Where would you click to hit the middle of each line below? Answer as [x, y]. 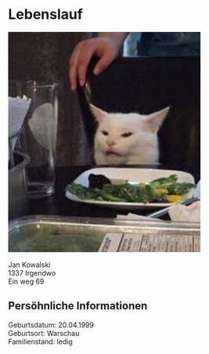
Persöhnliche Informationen [78, 306]
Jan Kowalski [29, 265]
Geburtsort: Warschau [44, 333]
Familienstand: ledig [40, 341]
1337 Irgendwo [32, 273]
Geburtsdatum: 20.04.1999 [51, 325]
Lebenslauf [46, 14]
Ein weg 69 [26, 281]
